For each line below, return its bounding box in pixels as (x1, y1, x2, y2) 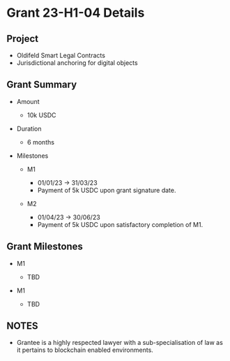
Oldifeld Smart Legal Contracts (16, 51, 106, 59)
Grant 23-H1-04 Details (6, 5, 145, 21)
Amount (16, 97, 40, 105)
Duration (16, 124, 42, 133)
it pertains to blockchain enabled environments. (16, 346, 154, 354)
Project (6, 33, 39, 45)
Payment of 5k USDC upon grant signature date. (37, 186, 176, 194)
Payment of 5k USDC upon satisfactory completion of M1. (37, 220, 204, 228)
